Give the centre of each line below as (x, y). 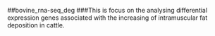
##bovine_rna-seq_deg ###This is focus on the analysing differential (107, 10)
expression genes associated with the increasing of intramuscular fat (107, 18)
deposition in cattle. (36, 25)
